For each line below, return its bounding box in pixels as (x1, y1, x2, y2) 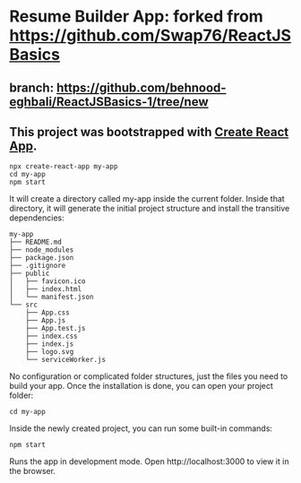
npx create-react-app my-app (9, 162, 118, 171)
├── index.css (25, 332, 78, 341)
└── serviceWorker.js (25, 356, 106, 365)
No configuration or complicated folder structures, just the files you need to (9, 371, 288, 382)
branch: (9, 80, 55, 95)
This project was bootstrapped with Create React (9, 124, 289, 140)
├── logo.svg (25, 348, 74, 357)
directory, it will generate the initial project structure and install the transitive (9, 203, 290, 214)
